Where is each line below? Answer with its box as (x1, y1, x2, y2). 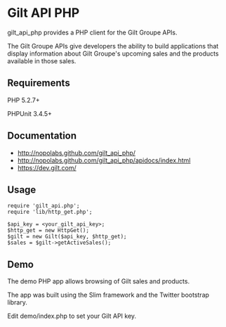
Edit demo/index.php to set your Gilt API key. (7, 312, 137, 321)
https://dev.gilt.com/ (17, 163, 77, 172)
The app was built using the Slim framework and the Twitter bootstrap (7, 290, 209, 300)
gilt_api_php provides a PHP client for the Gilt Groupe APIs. (7, 28, 178, 37)
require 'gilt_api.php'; (7, 203, 80, 210)
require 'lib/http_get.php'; (7, 209, 93, 216)
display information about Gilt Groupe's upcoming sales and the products (7, 49, 219, 58)
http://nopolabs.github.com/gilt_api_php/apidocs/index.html (17, 156, 191, 165)
